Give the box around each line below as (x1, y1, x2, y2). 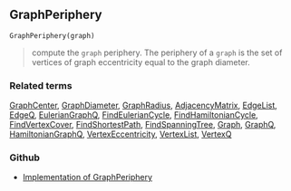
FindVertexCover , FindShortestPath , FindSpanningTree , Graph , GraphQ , (9, 119, 276, 130)
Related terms (9, 79, 73, 91)
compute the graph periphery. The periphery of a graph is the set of (31, 47, 283, 58)
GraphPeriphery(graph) (9, 31, 95, 40)
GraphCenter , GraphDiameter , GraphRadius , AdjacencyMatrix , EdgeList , (9, 100, 278, 111)
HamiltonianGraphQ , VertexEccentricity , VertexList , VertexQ (9, 129, 232, 139)
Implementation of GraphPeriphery (22, 172, 152, 183)
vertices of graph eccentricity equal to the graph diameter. (31, 56, 251, 67)
